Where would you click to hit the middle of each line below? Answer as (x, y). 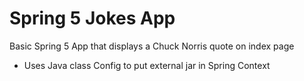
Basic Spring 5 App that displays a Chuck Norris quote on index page (152, 46)
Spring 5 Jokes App (92, 18)
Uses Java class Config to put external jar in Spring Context (147, 65)
